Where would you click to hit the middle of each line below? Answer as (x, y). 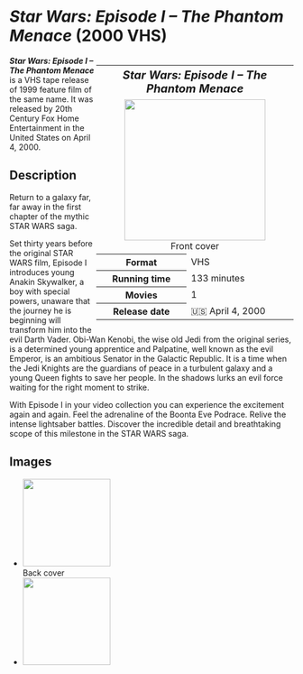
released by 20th (41, 108)
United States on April (50, 137)
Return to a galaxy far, (50, 197)
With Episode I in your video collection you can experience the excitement (147, 404)
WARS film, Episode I (48, 263)
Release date (141, 311)
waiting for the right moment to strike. (79, 387)
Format (142, 262)
